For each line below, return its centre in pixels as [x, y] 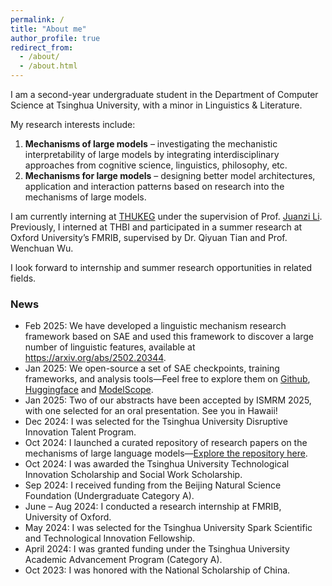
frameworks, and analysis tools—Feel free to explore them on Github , [167, 379]
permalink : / [37, 19]
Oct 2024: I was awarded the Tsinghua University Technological [157, 464]
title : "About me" [48, 29]
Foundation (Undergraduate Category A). [109, 496]
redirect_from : [42, 47]
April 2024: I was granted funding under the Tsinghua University [157, 549]
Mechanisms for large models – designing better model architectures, [170, 175]
